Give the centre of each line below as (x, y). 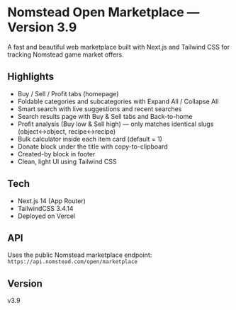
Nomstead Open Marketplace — (103, 12)
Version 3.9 (42, 27)
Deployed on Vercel (46, 216)
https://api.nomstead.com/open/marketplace (73, 262)
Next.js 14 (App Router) (52, 201)
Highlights (31, 77)
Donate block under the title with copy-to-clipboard (92, 147)
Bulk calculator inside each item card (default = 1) (90, 139)
